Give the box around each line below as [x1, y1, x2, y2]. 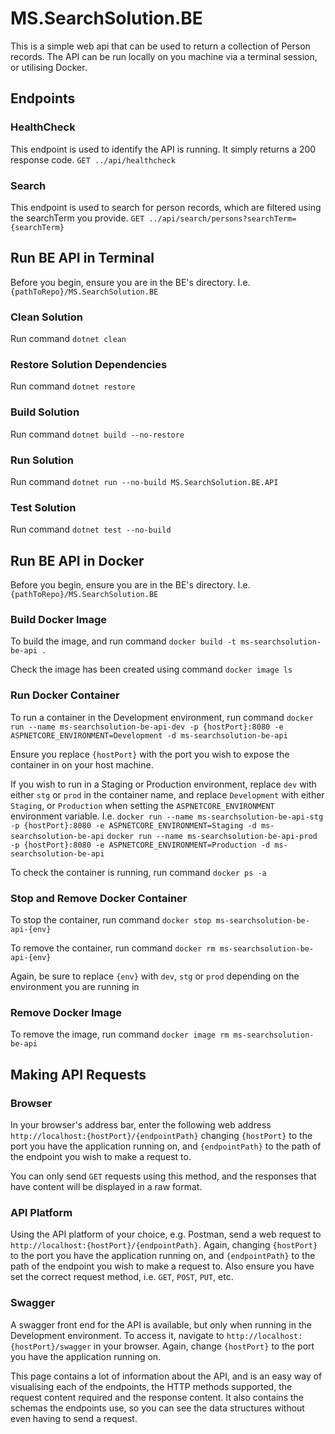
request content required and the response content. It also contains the [10, 1391, 304, 1403]
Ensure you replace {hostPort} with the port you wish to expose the [10, 748, 290, 760]
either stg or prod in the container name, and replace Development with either [10, 788, 325, 801]
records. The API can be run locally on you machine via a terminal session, [10, 50, 318, 62]
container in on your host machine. [10, 758, 154, 771]
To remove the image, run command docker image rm [10, 1028, 230, 1041]
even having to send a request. [10, 1412, 138, 1424]
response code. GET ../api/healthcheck [10, 153, 176, 166]
